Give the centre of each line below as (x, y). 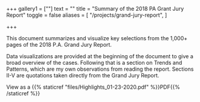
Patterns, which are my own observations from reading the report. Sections (100, 69)
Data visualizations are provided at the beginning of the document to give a (100, 56)
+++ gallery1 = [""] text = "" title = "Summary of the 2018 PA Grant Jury (95, 9)
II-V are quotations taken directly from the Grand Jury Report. (83, 75)
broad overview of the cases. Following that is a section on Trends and (94, 63)
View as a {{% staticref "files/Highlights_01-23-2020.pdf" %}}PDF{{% (93, 87)
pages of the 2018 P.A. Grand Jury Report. (59, 45)
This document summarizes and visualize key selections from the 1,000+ (97, 38)
